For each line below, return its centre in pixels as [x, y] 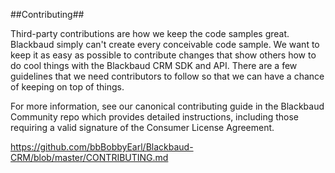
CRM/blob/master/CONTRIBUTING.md [89, 157]
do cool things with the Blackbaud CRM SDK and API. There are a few [154, 65]
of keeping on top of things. [67, 87]
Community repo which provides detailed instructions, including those [155, 117]
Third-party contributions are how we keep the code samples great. [150, 33]
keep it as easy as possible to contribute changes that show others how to [163, 55]
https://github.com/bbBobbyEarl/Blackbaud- [102, 147]
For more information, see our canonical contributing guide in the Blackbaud [167, 106]
